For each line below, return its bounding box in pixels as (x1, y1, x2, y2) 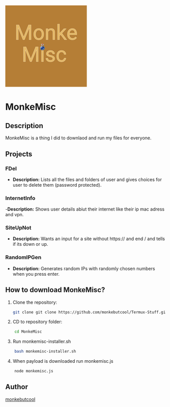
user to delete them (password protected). (12, 182, 102, 188)
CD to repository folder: (12, 318, 63, 325)
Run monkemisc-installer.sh (12, 338, 71, 344)
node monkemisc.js (14, 369, 53, 374)
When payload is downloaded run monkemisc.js (12, 358, 114, 364)
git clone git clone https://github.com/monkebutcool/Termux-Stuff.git (12, 309, 168, 315)
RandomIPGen (5, 254, 42, 261)
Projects (5, 150, 33, 158)
